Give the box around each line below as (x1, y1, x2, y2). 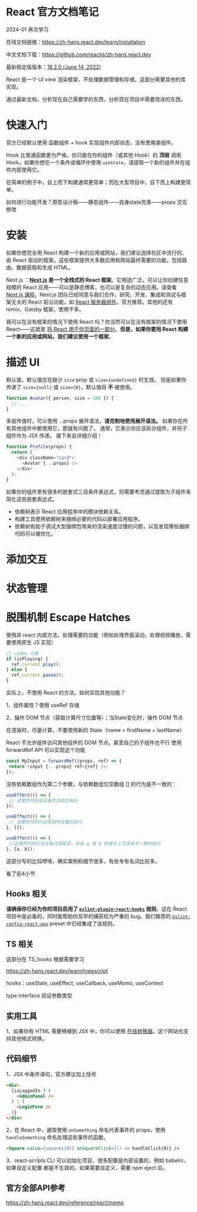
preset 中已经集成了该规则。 (49, 920, 118, 927)
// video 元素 (6, 650, 39, 656)
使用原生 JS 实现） (11, 639, 57, 646)
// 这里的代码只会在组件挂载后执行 (8, 819, 83, 825)
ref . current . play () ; (11, 662, 62, 667)
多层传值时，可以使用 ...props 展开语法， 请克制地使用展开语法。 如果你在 (6, 418, 183, 425)
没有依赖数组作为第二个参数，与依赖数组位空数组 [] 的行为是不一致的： (6, 780, 178, 787)
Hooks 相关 (6, 888, 48, 899)
